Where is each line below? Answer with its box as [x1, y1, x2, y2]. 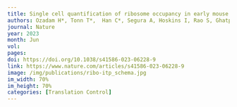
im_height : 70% [7, 82, 52, 89]
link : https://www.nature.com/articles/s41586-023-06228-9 [7, 63, 185, 70]
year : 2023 [7, 30, 39, 37]
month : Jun [7, 37, 39, 44]
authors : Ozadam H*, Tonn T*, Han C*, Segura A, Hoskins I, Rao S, [7, 17, 213, 24]
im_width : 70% [7, 75, 49, 83]
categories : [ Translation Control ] [7, 89, 112, 96]
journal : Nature [7, 23, 55, 30]
